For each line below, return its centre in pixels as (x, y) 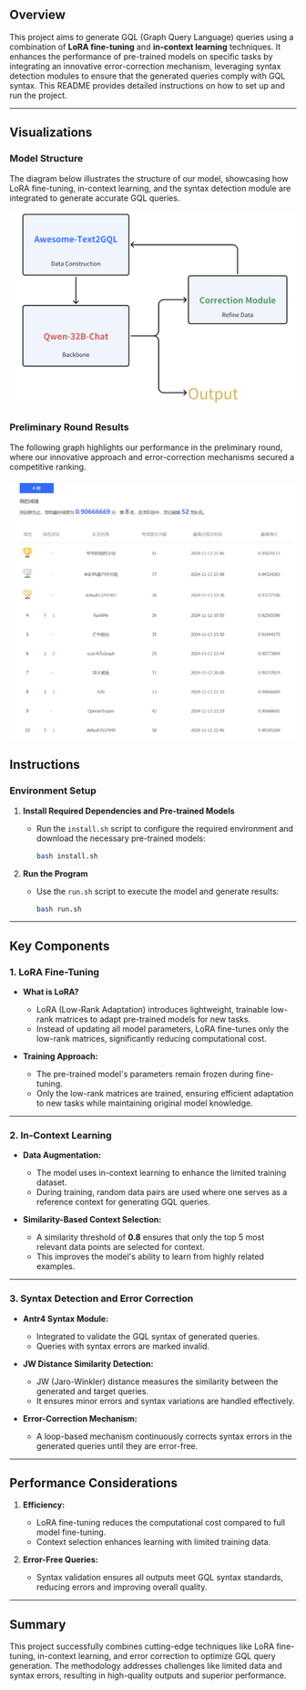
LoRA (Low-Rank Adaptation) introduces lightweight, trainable (153, 1010)
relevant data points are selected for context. (120, 1247)
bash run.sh (59, 909)
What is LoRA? (51, 992)
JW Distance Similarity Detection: (88, 1363)
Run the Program (55, 873)
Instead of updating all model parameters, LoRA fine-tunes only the (163, 1029)
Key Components (60, 945)
